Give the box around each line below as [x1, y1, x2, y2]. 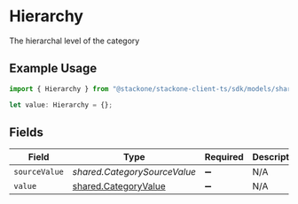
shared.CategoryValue [72, 180, 166, 193]
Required [204, 151, 244, 163]
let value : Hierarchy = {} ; [9, 100, 114, 110]
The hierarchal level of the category [9, 35, 140, 46]
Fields [9, 125, 44, 140]
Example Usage [9, 61, 98, 76]
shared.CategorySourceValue [72, 166, 197, 178]
